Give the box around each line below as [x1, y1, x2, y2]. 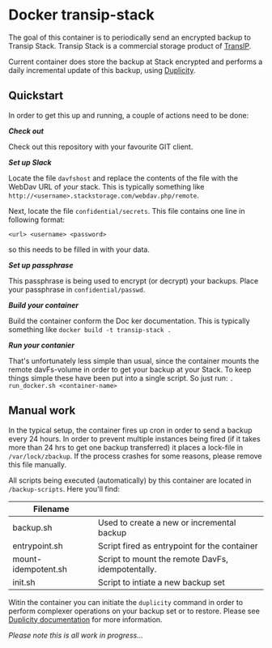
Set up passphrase [8, 260, 74, 270]
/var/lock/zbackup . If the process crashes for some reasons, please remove [8, 451, 262, 461]
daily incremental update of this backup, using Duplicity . [8, 65, 196, 75]
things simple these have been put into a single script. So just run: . [8, 373, 234, 382]
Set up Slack [8, 157, 52, 167]
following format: [8, 215, 66, 224]
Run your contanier [8, 340, 75, 350]
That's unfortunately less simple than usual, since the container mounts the [8, 356, 260, 365]
